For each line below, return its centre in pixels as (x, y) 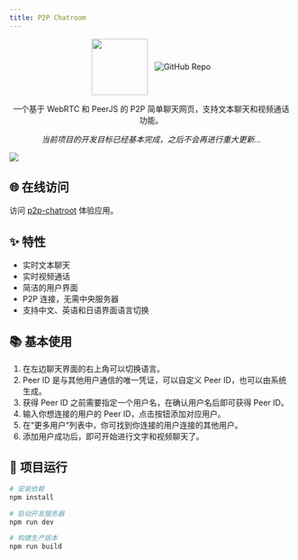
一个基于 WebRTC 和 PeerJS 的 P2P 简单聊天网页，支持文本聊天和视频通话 (151, 108)
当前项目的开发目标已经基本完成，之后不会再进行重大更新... (151, 139)
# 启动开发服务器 (37, 514)
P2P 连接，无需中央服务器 (71, 299)
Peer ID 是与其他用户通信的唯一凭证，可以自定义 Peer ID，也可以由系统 (154, 381)
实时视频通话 (46, 277)
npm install (32, 497)
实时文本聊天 (46, 265)
